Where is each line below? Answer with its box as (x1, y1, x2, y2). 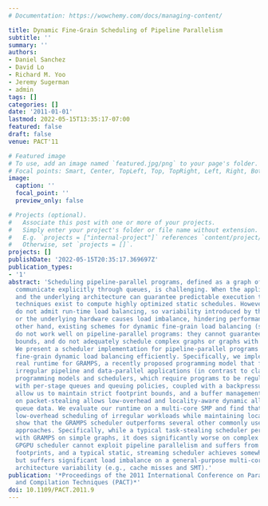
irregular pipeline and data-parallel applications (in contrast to (15, 367, 248, 376)
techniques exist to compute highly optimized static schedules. (15, 301, 238, 309)
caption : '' (15, 181, 56, 190)
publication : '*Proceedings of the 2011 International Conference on (8, 471, 245, 480)
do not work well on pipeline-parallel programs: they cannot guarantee (15, 329, 262, 338)
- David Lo (8, 63, 45, 72)
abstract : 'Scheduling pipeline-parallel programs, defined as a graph (8, 277, 251, 286)
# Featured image (8, 152, 66, 160)
